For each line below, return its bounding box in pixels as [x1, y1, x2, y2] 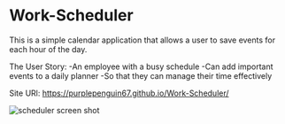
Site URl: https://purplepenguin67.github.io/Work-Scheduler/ [9, 88, 229, 98]
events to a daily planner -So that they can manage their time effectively [9, 70, 273, 81]
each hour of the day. [9, 43, 88, 54]
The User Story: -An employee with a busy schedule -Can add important [9, 61, 273, 72]
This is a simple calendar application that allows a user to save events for [9, 35, 276, 45]
